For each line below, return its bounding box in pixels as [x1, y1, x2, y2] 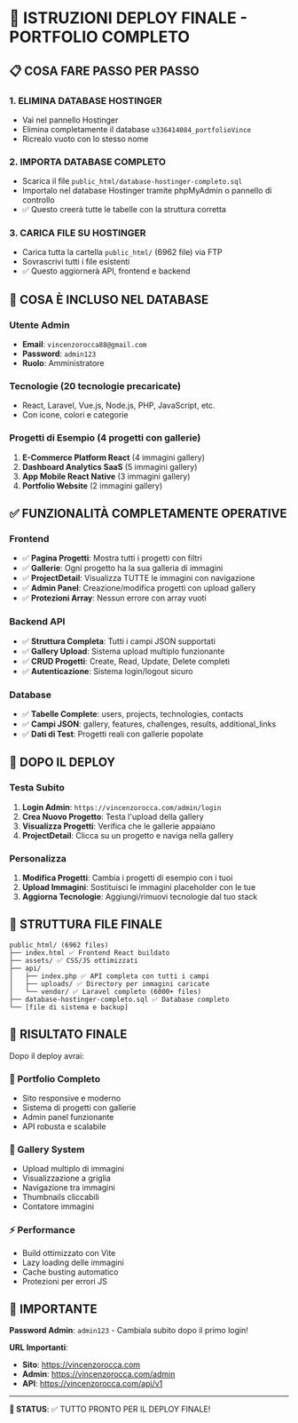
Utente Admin [9, 319, 70, 331]
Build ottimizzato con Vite [21, 1247, 116, 1258]
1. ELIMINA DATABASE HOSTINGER [9, 94, 162, 107]
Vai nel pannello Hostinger [21, 115, 119, 125]
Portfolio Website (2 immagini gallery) [21, 480, 163, 491]
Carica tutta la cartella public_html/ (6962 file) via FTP [21, 247, 223, 258]
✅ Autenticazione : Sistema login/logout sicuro [21, 665, 193, 676]
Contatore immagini [21, 1201, 95, 1212]
